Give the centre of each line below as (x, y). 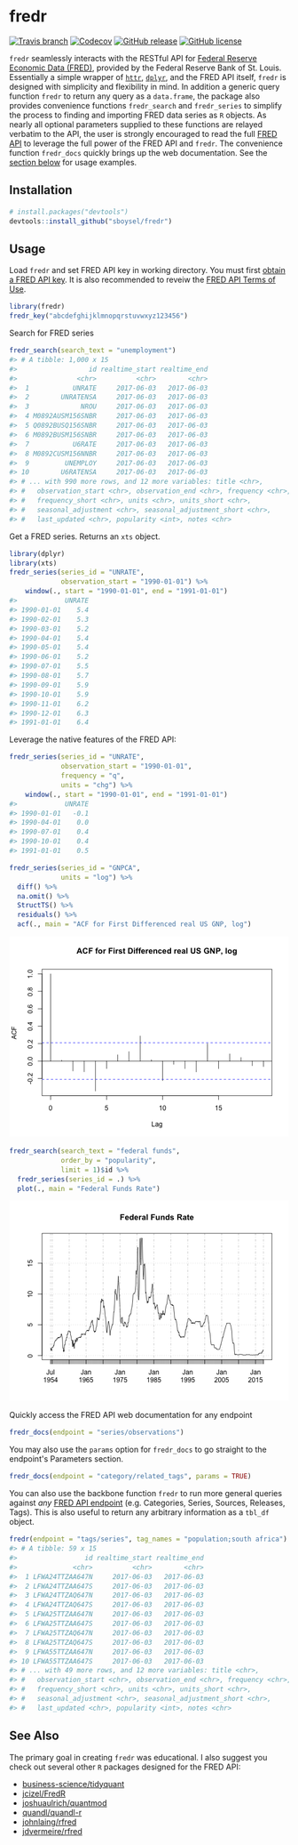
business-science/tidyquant (73, 1784)
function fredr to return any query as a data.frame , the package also (134, 96)
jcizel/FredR (44, 1793)
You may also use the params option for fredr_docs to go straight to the (138, 1450)
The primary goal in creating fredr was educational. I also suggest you (138, 1757)
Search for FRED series (52, 333)
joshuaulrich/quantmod (64, 1802)
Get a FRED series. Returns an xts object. (85, 536)
